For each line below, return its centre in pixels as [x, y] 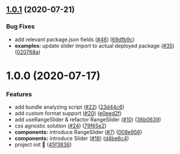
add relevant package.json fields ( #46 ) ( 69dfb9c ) [75, 39]
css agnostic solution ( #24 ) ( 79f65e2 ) [61, 126]
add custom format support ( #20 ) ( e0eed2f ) [68, 113]
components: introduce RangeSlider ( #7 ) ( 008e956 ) [78, 132]
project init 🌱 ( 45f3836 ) [43, 145]
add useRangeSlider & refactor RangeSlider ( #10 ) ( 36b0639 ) [88, 120]
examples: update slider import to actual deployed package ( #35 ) [94, 45]
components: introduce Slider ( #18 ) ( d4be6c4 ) [72, 139]
